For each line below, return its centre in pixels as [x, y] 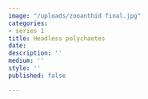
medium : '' [26, 61]
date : [17, 46]
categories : [28, 23]
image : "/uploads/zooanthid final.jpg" [75, 16]
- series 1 [26, 31]
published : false [37, 76]
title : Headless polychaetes [57, 38]
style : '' [25, 68]
